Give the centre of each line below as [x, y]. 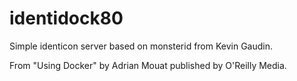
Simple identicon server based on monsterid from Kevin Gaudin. [141, 46]
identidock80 [66, 18]
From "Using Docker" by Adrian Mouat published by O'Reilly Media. [148, 65]
